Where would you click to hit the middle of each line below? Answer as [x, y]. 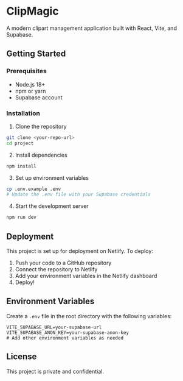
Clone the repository [41, 126]
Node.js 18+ [30, 84]
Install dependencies [41, 155]
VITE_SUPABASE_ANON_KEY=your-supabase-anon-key [68, 333]
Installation [23, 113]
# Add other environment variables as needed [65, 338]
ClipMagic [33, 11]
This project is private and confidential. [55, 371]
